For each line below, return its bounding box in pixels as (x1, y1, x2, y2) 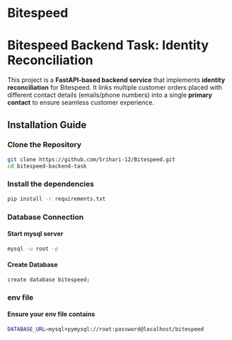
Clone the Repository (7, 140, 82, 150)
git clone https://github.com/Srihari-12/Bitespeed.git (7, 156, 175, 163)
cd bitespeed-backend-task (7, 163, 87, 170)
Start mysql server (7, 230, 64, 238)
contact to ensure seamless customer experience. (7, 98, 155, 107)
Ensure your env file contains (7, 310, 95, 319)
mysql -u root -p (7, 245, 59, 252)
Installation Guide (7, 119, 87, 131)
